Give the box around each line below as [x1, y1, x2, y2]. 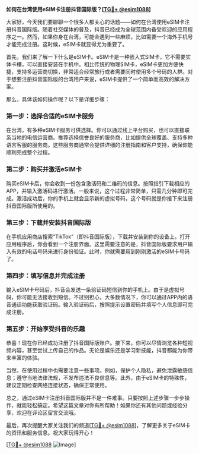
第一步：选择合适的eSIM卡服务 [6, 112, 94, 120]
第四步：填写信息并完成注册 [6, 272, 85, 280]
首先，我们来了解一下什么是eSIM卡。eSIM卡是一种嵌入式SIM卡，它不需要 [6, 53, 186, 60]
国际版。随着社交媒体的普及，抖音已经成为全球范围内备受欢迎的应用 [21, 26, 188, 33]
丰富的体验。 [11, 354, 43, 361]
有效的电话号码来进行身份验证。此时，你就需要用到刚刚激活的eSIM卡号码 [11, 248, 190, 255]
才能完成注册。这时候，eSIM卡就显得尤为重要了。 [6, 41, 128, 48]
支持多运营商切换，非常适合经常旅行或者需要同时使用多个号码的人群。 [16, 68, 188, 75]
